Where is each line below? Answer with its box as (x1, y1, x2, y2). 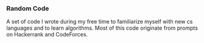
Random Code (6, 4, 49, 13)
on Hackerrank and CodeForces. (6, 31, 88, 38)
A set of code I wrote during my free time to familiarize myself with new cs (6, 18, 193, 25)
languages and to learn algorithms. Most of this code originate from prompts (6, 24, 198, 31)
